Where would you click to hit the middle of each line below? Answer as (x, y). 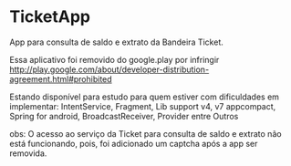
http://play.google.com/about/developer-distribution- (109, 69)
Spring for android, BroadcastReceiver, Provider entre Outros (124, 116)
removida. (28, 153)
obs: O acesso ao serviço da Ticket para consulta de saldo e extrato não (145, 133)
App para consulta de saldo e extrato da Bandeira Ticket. (116, 42)
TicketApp (50, 17)
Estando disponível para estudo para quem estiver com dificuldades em (145, 97)
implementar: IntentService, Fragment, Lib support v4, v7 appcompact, (143, 106)
